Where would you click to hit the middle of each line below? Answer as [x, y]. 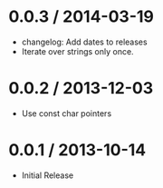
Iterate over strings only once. [77, 51]
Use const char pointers [67, 113]
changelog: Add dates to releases [84, 42]
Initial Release [48, 175]
